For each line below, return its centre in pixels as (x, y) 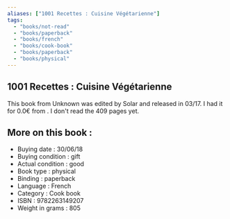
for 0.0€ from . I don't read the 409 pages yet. (73, 111)
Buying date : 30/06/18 (50, 149)
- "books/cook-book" (43, 46)
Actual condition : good (51, 164)
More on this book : (50, 132)
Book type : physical (47, 171)
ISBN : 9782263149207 (50, 201)
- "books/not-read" (42, 26)
